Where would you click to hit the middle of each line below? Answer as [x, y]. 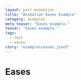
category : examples [25, 19]
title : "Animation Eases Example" [41, 14]
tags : [11, 33]
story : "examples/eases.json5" [38, 47]
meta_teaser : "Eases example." [38, 24]
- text [16, 38]
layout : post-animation [30, 10]
